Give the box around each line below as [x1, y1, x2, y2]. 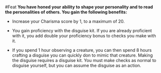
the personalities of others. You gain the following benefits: [5, 9, 128, 15]
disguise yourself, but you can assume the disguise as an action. [12, 62, 142, 68]
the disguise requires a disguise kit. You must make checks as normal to [12, 58, 157, 63]
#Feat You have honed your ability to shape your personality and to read [5, 4, 153, 10]
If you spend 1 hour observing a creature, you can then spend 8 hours [12, 48, 152, 53]
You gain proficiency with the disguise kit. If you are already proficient [12, 28, 152, 33]
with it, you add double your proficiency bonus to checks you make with [12, 33, 156, 38]
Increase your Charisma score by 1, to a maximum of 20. [12, 19, 125, 24]
